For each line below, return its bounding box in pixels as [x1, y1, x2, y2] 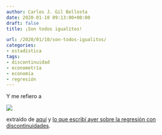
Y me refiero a [6, 93, 42, 100]
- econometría [6, 65, 42, 71]
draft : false [6, 20, 39, 26]
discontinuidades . [6, 122, 51, 130]
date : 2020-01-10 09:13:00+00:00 [6, 15, 91, 21]
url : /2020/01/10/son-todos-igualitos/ [6, 37, 107, 43]
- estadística [6, 48, 42, 54]
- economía [6, 70, 34, 76]
